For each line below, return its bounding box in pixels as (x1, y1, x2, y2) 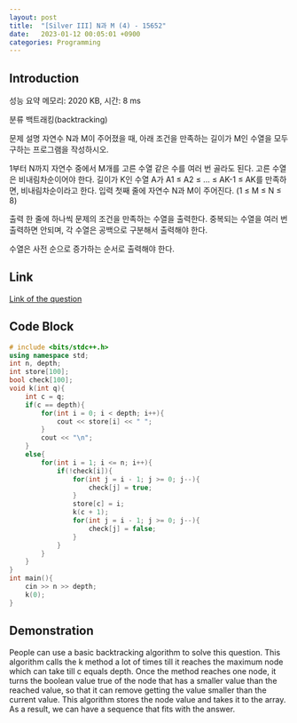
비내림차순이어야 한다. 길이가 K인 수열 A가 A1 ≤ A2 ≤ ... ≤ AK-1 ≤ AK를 (18, 174, 263, 185)
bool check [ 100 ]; (9, 376, 74, 385)
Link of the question (9, 293, 82, 304)
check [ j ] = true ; (88, 483, 152, 492)
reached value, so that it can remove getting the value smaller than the (9, 685, 268, 695)
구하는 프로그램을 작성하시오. (9, 144, 109, 155)
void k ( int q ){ (9, 384, 66, 393)
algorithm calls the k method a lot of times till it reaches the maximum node (9, 656, 284, 667)
